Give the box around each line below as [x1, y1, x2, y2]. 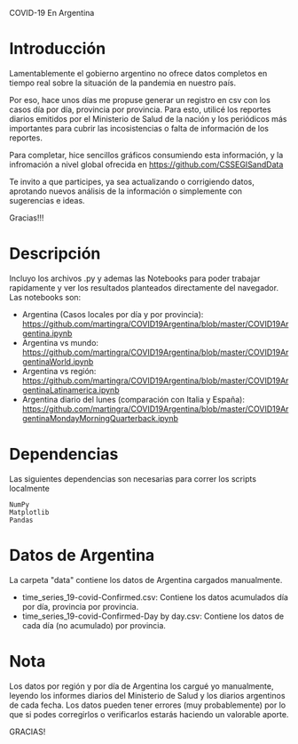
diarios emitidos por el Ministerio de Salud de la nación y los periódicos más [9, 113, 287, 124]
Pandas [9, 516, 34, 524]
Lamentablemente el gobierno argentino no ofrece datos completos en [9, 68, 268, 78]
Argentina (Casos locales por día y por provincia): [21, 308, 204, 319]
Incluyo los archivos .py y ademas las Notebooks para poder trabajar [9, 273, 261, 284]
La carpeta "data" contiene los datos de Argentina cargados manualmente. [9, 574, 283, 585]
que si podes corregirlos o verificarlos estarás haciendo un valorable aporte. [9, 708, 289, 719]
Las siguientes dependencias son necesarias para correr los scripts [9, 473, 257, 484]
